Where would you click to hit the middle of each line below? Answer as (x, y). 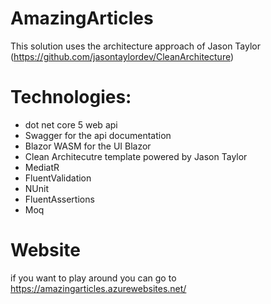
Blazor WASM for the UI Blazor (88, 146)
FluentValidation (58, 178)
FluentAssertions (59, 199)
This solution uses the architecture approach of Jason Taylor (136, 46)
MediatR (42, 167)
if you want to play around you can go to (93, 278)
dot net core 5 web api (71, 124)
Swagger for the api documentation (98, 135)
